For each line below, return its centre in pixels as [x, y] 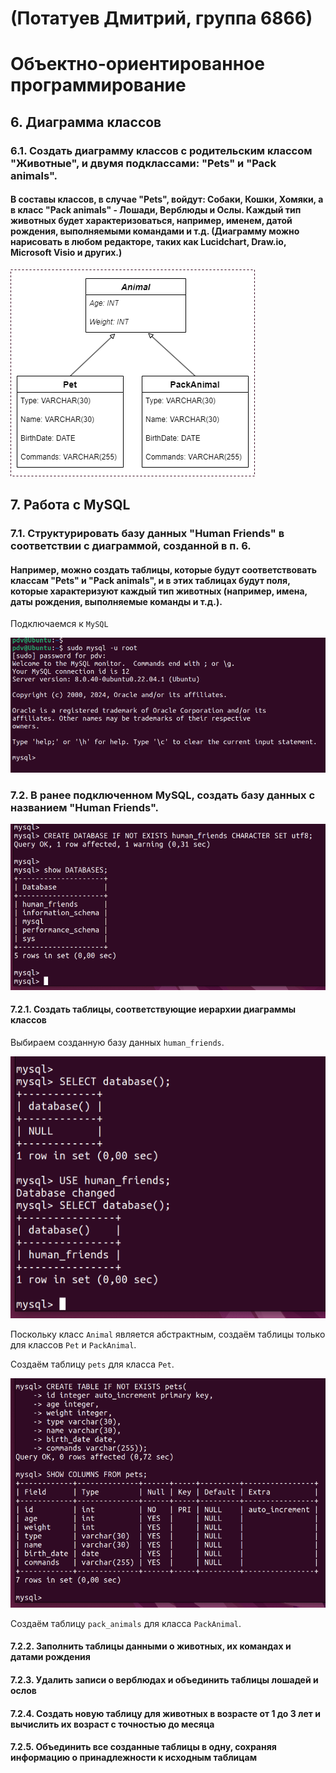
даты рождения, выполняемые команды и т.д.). [116, 601]
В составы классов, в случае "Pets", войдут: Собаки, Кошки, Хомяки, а [167, 199]
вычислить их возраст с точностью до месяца [112, 1724]
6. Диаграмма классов [86, 122]
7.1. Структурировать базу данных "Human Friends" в [147, 534]
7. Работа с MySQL [70, 505]
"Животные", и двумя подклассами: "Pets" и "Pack [143, 163]
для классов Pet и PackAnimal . [73, 1345]
